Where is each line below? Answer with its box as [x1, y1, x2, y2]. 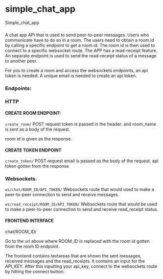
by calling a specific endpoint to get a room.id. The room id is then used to [5, 42, 155, 48]
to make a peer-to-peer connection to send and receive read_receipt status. [5, 206, 159, 212]
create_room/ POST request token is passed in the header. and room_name [5, 121, 157, 127]
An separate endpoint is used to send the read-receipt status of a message [5, 52, 157, 58]
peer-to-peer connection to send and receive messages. [5, 192, 119, 198]
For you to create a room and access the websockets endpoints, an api [5, 67, 148, 73]
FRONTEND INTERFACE [5, 218, 54, 224]
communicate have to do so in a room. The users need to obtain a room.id [5, 37, 154, 43]
